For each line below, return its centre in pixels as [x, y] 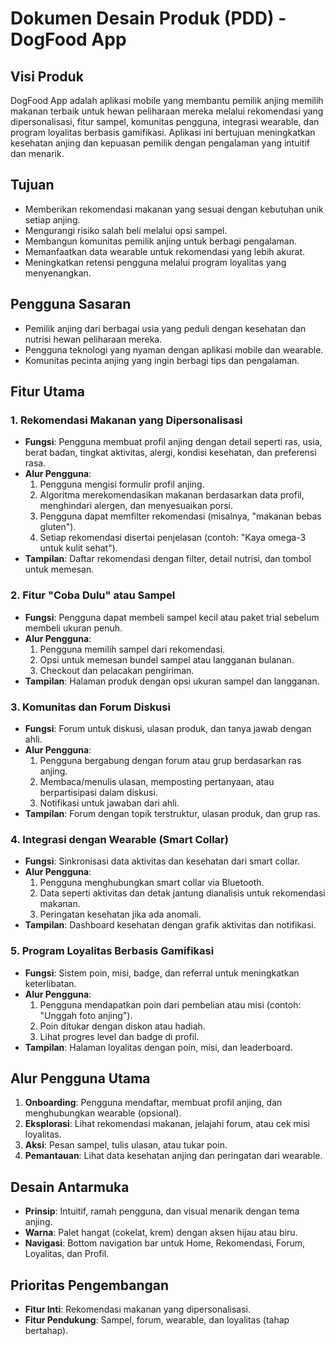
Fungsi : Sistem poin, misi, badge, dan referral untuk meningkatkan [162, 973]
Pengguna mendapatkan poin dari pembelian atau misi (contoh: [170, 1004]
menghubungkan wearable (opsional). [103, 1113]
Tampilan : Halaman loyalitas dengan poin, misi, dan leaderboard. [158, 1047]
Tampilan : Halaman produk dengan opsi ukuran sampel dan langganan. [172, 681]
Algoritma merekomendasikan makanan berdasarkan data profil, [172, 495]
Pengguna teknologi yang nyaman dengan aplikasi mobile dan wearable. [174, 349]
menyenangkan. [58, 273]
